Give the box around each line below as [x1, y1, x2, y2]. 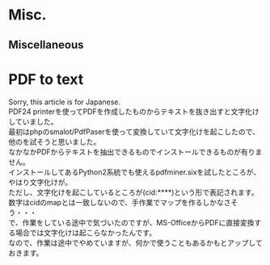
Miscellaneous [8, 38, 84, 52]
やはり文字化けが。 [8, 177, 73, 187]
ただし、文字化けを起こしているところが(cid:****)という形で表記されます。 [8, 187, 259, 197]
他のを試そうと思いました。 [8, 137, 101, 146]
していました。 [8, 116, 58, 126]
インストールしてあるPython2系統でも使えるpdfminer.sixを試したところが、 [8, 167, 261, 177]
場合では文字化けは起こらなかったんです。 [15, 228, 156, 238]
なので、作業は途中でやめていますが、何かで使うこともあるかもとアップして [8, 238, 263, 247]
